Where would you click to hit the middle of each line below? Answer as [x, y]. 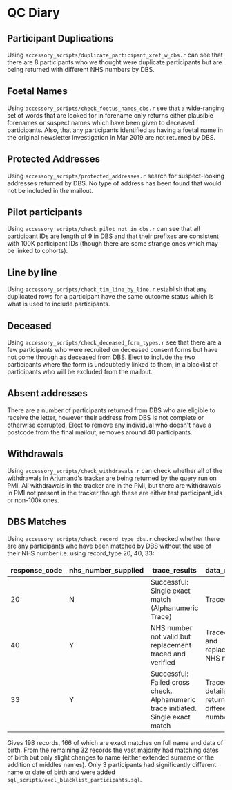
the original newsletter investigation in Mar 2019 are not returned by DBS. [112, 137]
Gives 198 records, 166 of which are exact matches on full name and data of [115, 742]
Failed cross [170, 682]
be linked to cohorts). [38, 251]
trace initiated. [174, 708]
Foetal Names [37, 91]
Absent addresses [47, 393]
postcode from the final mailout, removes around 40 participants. [100, 432]
